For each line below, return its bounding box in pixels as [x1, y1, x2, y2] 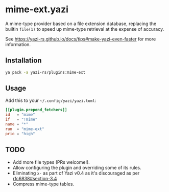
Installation [5, 56, 42, 65]
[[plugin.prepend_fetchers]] [5, 108, 67, 113]
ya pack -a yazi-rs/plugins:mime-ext [5, 70, 86, 75]
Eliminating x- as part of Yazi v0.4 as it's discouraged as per [12, 170, 140, 176]
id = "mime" [5, 112, 36, 117]
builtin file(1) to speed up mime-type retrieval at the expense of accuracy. [5, 26, 164, 32]
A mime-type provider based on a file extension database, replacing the [5, 20, 157, 27]
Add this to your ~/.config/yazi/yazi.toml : [5, 97, 96, 103]
